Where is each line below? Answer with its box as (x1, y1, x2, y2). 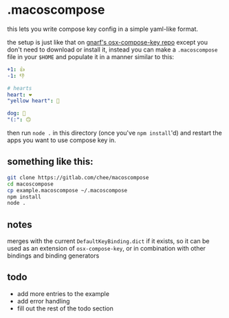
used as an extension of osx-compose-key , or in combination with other (7, 245, 206, 253)
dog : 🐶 (7, 110, 26, 117)
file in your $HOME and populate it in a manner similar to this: (7, 52, 174, 60)
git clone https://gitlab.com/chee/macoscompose (7, 174, 149, 181)
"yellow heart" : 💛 (7, 98, 60, 104)
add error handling (17, 297, 70, 305)
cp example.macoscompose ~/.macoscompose (7, 187, 128, 194)
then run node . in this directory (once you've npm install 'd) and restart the (7, 129, 222, 137)
